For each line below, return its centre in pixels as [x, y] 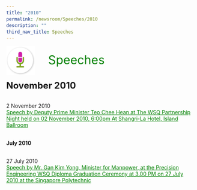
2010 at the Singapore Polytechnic [49, 180]
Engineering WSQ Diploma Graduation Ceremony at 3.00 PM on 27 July [95, 174]
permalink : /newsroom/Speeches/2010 [52, 19]
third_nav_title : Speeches [40, 32]
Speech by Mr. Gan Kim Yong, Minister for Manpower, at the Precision [92, 168]
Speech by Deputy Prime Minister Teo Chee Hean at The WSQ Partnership [98, 112]
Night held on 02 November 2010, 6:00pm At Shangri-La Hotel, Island [92, 119]
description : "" [26, 25]
